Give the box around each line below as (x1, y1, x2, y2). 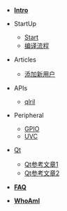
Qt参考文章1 (24, 161, 59, 168)
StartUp (13, 20, 37, 27)
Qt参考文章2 (24, 169, 60, 177)
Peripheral (13, 111, 44, 119)
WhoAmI (13, 196, 40, 205)
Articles (13, 55, 36, 64)
